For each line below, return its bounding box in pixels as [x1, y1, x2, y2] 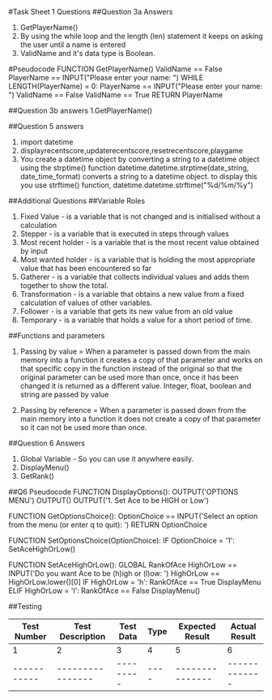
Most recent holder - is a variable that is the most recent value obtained [19, 238, 260, 247]
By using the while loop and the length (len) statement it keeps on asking [19, 32, 263, 41]
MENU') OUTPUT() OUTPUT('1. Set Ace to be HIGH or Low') [8, 496, 209, 505]
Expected [178, 621, 216, 632]
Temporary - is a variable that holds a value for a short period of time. [19, 316, 253, 324]
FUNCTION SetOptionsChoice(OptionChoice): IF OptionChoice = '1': [8, 535, 235, 545]
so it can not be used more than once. [19, 423, 147, 432]
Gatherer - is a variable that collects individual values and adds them [19, 272, 249, 281]
